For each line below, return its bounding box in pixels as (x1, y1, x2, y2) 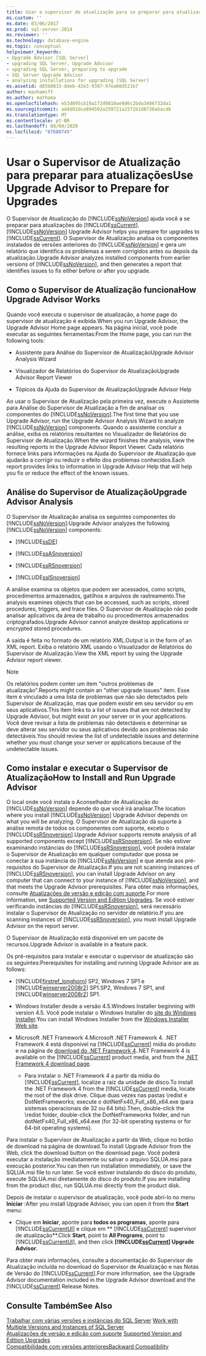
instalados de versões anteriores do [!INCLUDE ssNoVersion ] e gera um (6, 241, 186, 248)
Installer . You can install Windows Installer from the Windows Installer (15, 1016, 189, 1023)
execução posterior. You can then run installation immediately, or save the (6, 1162, 191, 1170)
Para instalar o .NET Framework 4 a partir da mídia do (24, 1072, 161, 1080)
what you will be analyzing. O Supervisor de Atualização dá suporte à (6, 818, 182, 825)
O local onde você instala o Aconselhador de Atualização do (6, 798, 159, 806)
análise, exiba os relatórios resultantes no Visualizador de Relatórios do (6, 430, 187, 437)
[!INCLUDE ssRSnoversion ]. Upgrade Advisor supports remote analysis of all (6, 831, 197, 838)
